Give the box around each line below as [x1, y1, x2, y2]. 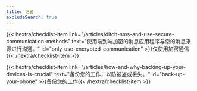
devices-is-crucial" [6, 70, 54, 77]
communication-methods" [6, 37, 71, 45]
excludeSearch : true [6, 14, 58, 20]
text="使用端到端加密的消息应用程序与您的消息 [71, 37, 186, 45]
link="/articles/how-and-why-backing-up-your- [69, 63, 186, 70]
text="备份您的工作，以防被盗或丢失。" [54, 70, 151, 77]
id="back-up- [151, 70, 185, 77]
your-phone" [6, 78, 37, 85]
